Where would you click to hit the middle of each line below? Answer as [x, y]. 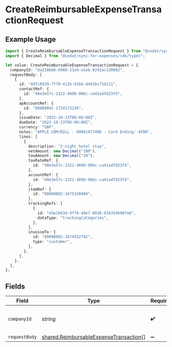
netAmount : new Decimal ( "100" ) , [62, 151]
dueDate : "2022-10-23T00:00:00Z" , [56, 122]
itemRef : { [40, 189]
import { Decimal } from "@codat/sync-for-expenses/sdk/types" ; [75, 56]
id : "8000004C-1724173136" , [53, 108]
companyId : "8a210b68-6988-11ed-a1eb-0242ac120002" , [67, 70]
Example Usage [31, 39]
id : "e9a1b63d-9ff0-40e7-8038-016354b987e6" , [87, 213]
